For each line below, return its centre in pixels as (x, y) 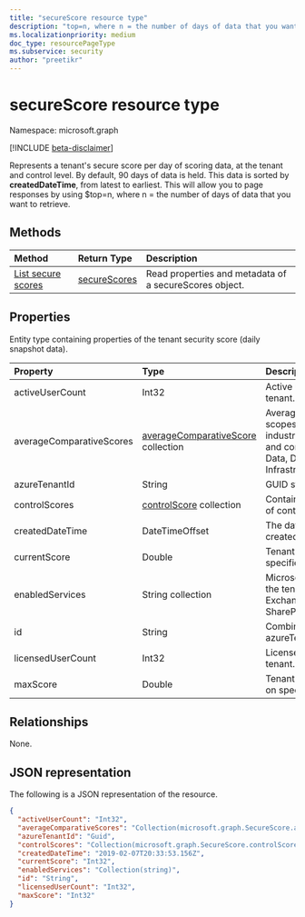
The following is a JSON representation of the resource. (113, 794)
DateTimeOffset (176, 531)
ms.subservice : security (56, 52)
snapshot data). (39, 349)
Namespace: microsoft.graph (64, 130)
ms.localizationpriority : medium (73, 35)
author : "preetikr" (46, 60)
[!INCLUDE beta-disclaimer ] (61, 147)
